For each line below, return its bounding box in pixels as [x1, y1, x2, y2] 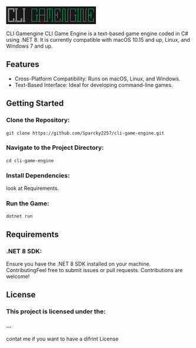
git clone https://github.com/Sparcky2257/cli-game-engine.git [6, 130, 165, 136]
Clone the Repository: [6, 116, 70, 124]
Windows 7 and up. [6, 42, 53, 49]
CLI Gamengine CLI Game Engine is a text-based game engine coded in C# [6, 30, 188, 37]
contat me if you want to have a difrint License [6, 335, 119, 342]
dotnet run [6, 213, 33, 219]
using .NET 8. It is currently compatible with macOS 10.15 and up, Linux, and [6, 36, 190, 43]
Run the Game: [6, 199, 49, 208]
